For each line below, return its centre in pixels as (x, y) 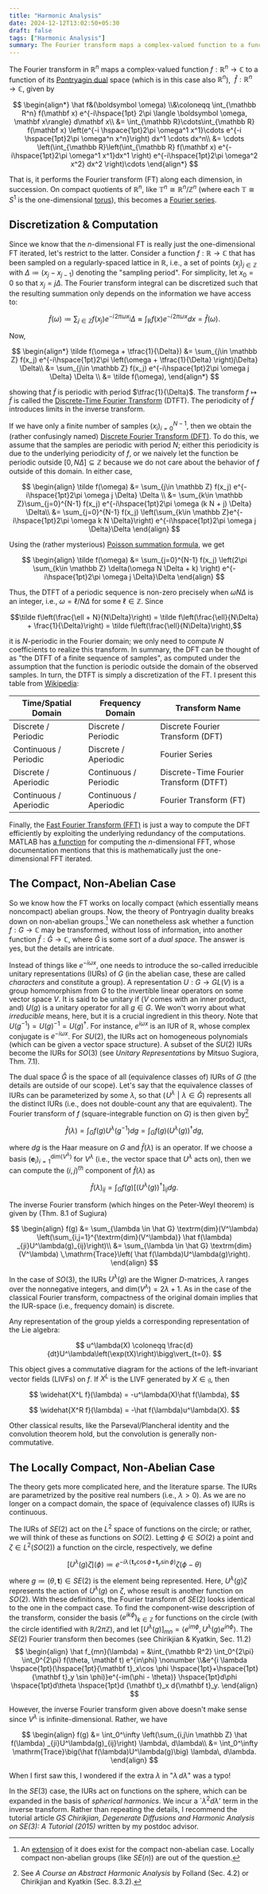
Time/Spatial (47, 703)
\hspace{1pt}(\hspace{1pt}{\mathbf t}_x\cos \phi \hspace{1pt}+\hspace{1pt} (134, 1669)
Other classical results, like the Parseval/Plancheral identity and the (119, 1425)
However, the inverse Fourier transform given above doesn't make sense (128, 1709)
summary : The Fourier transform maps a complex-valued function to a (127, 45)
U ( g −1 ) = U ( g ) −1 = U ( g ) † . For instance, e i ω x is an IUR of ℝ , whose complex (130, 1025)
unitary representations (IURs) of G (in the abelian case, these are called (127, 974)
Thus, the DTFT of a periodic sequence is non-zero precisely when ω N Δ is (131, 592)
